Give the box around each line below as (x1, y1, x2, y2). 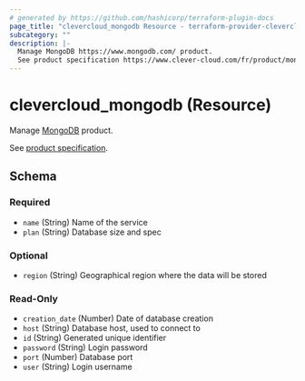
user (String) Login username (22, 361, 133, 373)
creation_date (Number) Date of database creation (22, 313, 213, 324)
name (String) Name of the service (22, 216, 148, 227)
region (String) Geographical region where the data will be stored (22, 269, 268, 280)
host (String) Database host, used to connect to (22, 323, 202, 334)
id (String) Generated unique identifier (22, 333, 166, 344)
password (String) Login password (22, 342, 148, 353)
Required (9, 196, 51, 209)
